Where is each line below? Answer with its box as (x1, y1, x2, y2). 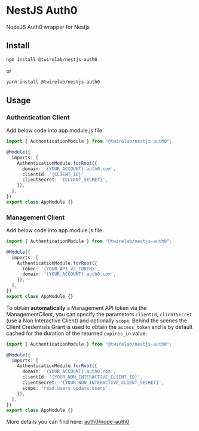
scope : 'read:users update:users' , (22, 385, 111, 391)
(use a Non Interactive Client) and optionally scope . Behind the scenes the (6, 317, 187, 324)
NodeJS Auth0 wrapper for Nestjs (6, 23, 90, 30)
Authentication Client (6, 113, 70, 121)
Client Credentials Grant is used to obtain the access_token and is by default (6, 323, 193, 330)
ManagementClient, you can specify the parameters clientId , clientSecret (6, 310, 192, 318)
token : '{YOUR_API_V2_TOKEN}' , (22, 266, 100, 272)
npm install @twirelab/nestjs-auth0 (6, 56, 97, 63)
